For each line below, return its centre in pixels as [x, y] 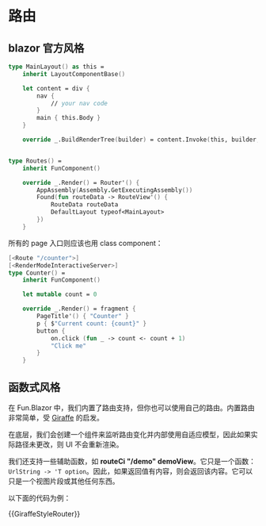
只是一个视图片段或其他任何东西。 [64, 481]
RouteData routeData [84, 205]
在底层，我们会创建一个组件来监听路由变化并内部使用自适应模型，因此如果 [129, 434]
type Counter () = [37, 273]
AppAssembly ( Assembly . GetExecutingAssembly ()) [115, 190]
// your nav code [79, 103]
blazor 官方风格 [46, 48]
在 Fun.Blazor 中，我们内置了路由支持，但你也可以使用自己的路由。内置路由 [131, 407]
